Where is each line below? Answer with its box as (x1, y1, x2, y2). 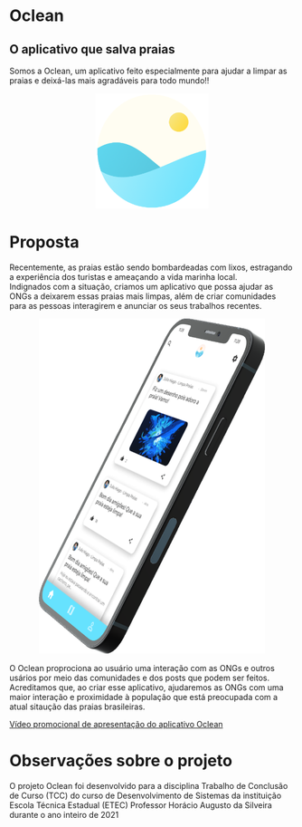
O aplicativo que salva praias (9, 42, 175, 57)
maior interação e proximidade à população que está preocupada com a (9, 692, 278, 703)
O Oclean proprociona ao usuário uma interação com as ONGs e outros (9, 663, 276, 674)
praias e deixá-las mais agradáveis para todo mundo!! (9, 75, 210, 86)
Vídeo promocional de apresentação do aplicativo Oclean (9, 719, 223, 730)
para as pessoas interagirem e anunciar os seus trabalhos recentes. (9, 300, 262, 311)
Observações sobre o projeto (9, 751, 233, 771)
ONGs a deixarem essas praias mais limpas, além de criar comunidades (9, 291, 277, 302)
